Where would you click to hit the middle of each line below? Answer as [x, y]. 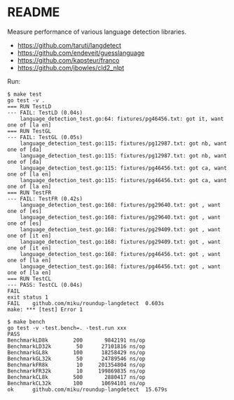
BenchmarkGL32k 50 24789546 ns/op [76, 359]
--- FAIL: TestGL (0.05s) [45, 137]
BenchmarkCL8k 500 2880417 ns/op [76, 377]
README [34, 12]
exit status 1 [28, 297]
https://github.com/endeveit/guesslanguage [81, 53]
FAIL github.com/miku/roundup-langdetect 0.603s [86, 303]
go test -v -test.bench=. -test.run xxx [67, 328]
